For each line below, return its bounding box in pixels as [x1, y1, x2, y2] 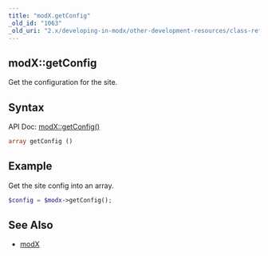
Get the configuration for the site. [8, 78, 118, 87]
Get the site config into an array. [8, 181, 114, 190]
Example [8, 159, 53, 173]
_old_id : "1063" [8, 19, 62, 27]
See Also [8, 218, 53, 232]
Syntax [8, 101, 45, 114]
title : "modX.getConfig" [8, 11, 91, 20]
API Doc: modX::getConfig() [8, 122, 100, 131]
